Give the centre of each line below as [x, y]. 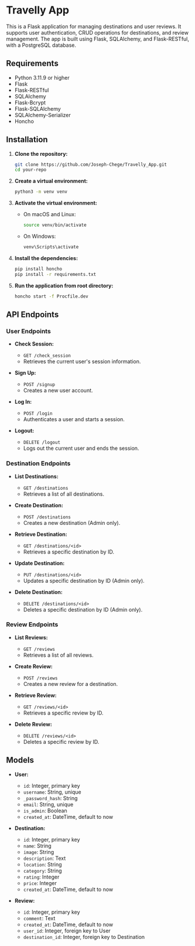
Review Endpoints [32, 624]
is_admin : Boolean [45, 810]
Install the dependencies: [46, 258]
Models [20, 760]
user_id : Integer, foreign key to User [67, 930]
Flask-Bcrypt [30, 103]
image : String [39, 852]
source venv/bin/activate [55, 225]
